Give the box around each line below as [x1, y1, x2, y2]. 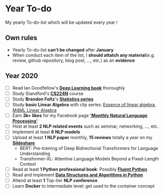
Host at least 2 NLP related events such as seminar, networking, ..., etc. [12, 123, 159, 129]
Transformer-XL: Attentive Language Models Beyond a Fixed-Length [19, 156, 159, 162]
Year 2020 [5, 72, 39, 80]
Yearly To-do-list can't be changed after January [12, 47, 114, 52]
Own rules [5, 34, 38, 42]
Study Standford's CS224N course [12, 90, 84, 97]
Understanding [19, 150, 50, 156]
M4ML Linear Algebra [12, 107, 57, 113]
